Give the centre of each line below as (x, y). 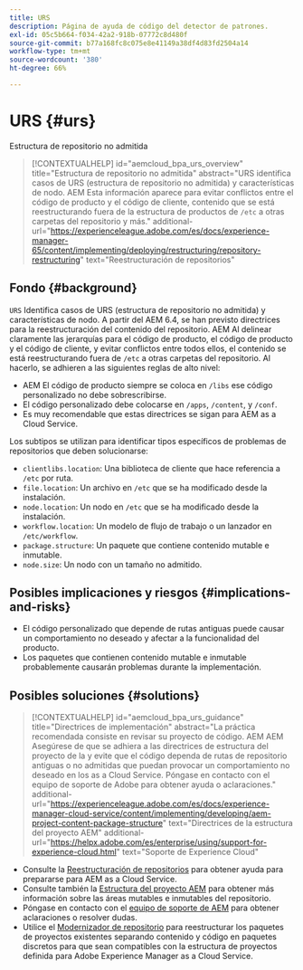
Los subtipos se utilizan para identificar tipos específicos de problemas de (148, 441)
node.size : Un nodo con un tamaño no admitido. (112, 564)
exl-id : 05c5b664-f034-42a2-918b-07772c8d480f (99, 34)
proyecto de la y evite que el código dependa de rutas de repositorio (159, 756)
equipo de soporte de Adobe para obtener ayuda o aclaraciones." (154, 785)
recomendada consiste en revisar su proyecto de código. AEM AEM (157, 737)
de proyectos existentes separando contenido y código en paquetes (150, 937)
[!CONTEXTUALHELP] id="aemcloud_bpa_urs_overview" (137, 163)
